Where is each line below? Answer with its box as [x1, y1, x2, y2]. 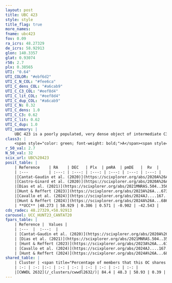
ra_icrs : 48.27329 [5, 41, 45, 46]
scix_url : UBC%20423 [5, 155, 50, 160]
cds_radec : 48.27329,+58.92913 [5, 208, 72, 213]
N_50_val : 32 [5, 151, 33, 156]
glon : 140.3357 [5, 50, 38, 55]
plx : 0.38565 [5, 65, 33, 70]
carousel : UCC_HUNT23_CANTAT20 [5, 212, 72, 218]
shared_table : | [5, 255, 40, 260]
